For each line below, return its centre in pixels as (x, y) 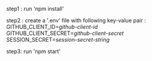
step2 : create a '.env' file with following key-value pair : (76, 20)
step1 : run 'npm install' (35, 9)
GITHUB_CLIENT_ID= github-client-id (52, 27)
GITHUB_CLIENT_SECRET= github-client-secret (65, 33)
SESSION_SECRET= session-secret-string (58, 40)
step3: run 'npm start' (33, 51)
